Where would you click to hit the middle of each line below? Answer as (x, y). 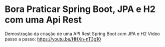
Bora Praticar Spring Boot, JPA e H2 (80, 9)
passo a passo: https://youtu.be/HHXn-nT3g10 (53, 39)
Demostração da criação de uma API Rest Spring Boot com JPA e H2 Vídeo (82, 33)
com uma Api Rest (43, 20)
